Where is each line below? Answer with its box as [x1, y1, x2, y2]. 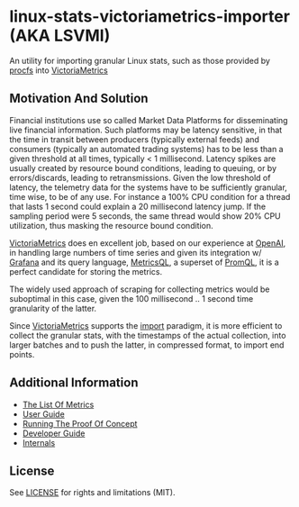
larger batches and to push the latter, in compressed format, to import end [9, 340, 285, 350]
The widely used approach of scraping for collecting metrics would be [9, 284, 270, 294]
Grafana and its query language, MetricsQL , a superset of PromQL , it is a [9, 257, 279, 267]
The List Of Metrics [22, 399, 95, 410]
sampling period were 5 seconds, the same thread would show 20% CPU [9, 210, 281, 222]
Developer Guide [22, 428, 86, 439]
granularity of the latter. [9, 303, 97, 313]
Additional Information [9, 376, 139, 391]
